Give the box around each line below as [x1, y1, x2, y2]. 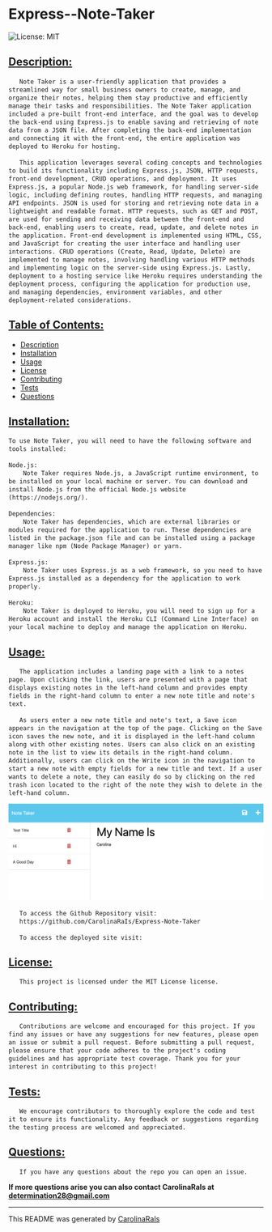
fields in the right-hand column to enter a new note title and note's [8, 692, 255, 700]
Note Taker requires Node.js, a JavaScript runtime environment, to [23, 469, 259, 478]
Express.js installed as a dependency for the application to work [8, 575, 241, 583]
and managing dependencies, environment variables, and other [8, 288, 223, 296]
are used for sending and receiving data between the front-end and [8, 215, 244, 223]
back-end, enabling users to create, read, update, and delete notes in [8, 223, 259, 232]
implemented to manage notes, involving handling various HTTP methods [8, 256, 255, 264]
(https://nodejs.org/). [8, 494, 89, 502]
